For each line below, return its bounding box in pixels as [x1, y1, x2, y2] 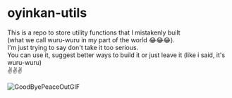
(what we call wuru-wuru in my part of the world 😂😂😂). [7, 35, 175, 44]
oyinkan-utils [7, 5, 87, 21]
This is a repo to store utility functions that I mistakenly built [7, 28, 181, 37]
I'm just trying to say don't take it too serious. [7, 43, 139, 51]
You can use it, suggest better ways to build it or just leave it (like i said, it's [7, 51, 226, 59]
